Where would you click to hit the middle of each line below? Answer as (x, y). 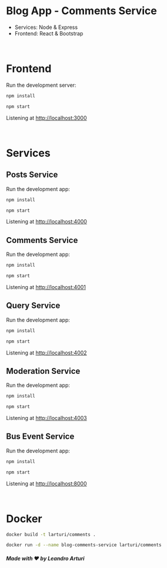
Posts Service (32, 175)
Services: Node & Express (46, 27)
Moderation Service (43, 371)
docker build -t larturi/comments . (51, 534)
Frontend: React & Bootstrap (49, 33)
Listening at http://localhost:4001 (46, 287)
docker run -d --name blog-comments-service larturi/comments (84, 545)
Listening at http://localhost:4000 (46, 222)
